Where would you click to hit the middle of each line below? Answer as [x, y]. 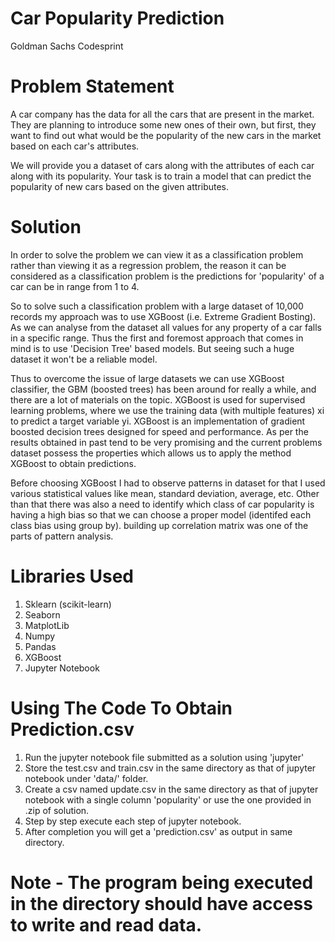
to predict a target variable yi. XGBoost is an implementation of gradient [158, 421]
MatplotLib [47, 625]
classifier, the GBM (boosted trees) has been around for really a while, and [163, 389]
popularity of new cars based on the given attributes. [120, 186]
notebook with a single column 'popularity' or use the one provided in [168, 799]
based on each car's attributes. [75, 146]
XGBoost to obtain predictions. [73, 463]
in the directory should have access [161, 903]
